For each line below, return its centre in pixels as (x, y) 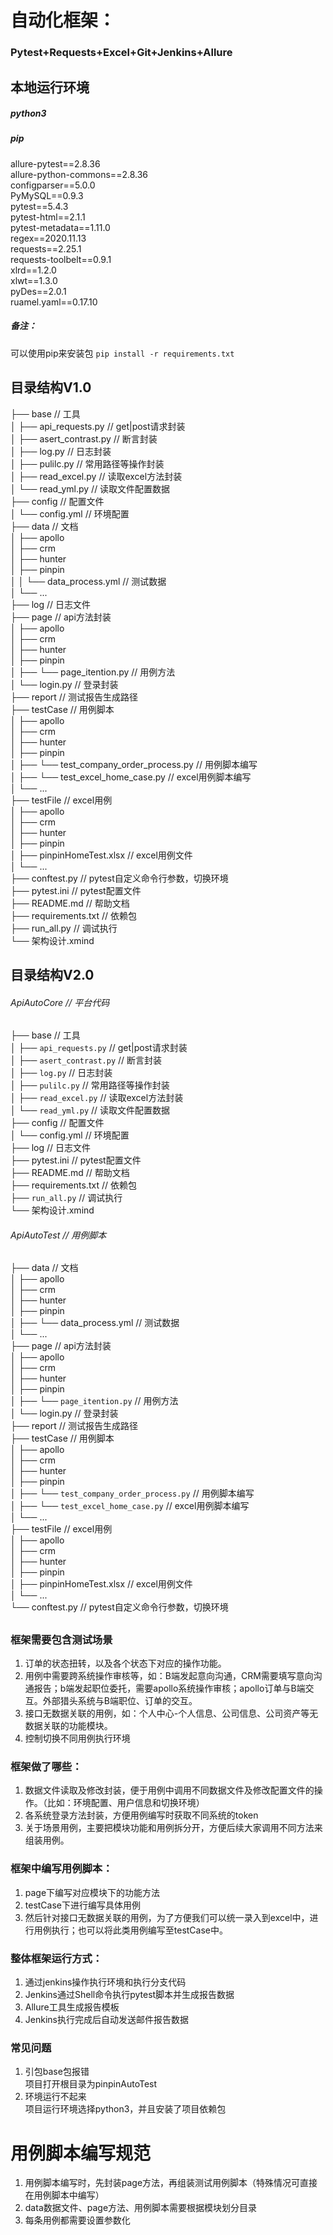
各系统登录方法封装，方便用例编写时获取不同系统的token (141, 1815)
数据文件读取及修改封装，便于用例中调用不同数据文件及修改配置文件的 (169, 1790)
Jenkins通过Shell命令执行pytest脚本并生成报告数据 (129, 1995)
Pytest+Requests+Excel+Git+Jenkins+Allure (121, 53)
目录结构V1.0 (51, 387)
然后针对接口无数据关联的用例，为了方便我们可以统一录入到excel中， (167, 1917)
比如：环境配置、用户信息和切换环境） (125, 1803)
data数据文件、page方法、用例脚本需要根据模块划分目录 (141, 2208)
